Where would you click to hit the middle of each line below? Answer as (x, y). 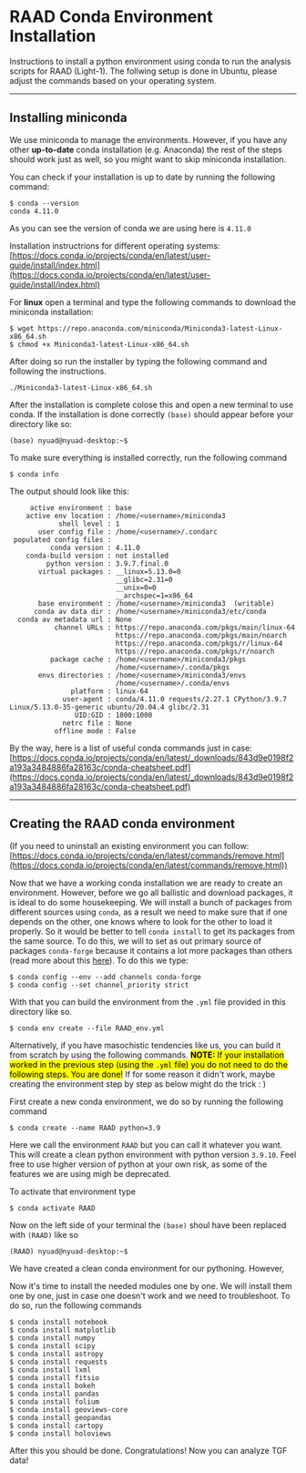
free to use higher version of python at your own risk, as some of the (138, 1164)
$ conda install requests (58, 1362)
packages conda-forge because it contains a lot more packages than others (151, 950)
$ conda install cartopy (56, 1426)
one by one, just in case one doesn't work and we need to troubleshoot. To (150, 1295)
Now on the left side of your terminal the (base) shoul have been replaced (148, 1225)
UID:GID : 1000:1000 (113, 715)
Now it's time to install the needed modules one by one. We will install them (151, 1285)
